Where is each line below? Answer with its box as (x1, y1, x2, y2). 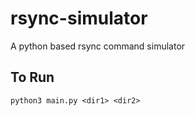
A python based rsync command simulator (10, 40, 186, 52)
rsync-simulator (10, 7, 148, 30)
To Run (10, 69, 55, 86)
